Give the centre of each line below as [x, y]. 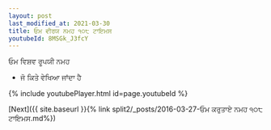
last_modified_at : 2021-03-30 [59, 23]
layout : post [30, 16]
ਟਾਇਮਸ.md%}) [32, 119]
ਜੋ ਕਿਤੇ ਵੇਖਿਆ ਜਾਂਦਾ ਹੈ [51, 78]
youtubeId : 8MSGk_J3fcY [49, 38]
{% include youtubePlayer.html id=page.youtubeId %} [98, 94]
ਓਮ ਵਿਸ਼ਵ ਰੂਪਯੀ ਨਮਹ [39, 61]
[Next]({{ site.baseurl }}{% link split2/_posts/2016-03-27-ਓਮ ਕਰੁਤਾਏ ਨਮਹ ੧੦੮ [135, 109]
